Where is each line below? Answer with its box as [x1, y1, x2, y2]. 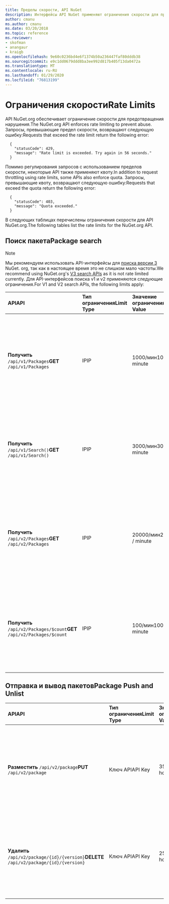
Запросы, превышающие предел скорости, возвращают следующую [5, 126, 154, 132]
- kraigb [5, 49, 24, 54]
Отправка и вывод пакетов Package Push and [5, 681, 153, 690]
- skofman [5, 40, 26, 45]
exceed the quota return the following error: [5, 185, 96, 191]
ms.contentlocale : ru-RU [5, 68, 57, 73]
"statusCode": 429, [14, 146, 55, 151]
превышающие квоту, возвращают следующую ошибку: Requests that [5, 180, 155, 186]
